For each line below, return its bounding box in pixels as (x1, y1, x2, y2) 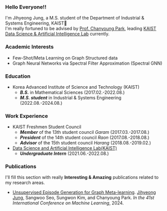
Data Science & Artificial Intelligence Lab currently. (5, 31, 110, 37)
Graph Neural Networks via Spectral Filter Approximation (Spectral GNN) (12, 60, 162, 66)
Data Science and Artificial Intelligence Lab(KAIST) (12, 145, 117, 151)
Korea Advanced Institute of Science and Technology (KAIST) (12, 84, 140, 90)
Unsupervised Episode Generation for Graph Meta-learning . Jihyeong (12, 189, 156, 195)
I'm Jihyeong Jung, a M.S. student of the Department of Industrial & (5, 15, 144, 21)
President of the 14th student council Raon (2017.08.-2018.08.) (19, 134, 149, 141)
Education (5, 73, 31, 80)
